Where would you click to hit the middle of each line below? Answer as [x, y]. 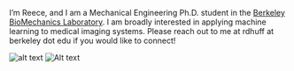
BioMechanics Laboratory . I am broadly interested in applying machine [138, 22]
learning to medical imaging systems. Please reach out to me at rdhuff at [142, 31]
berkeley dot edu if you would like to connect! [93, 40]
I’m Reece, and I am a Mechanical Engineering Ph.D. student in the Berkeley [147, 13]
